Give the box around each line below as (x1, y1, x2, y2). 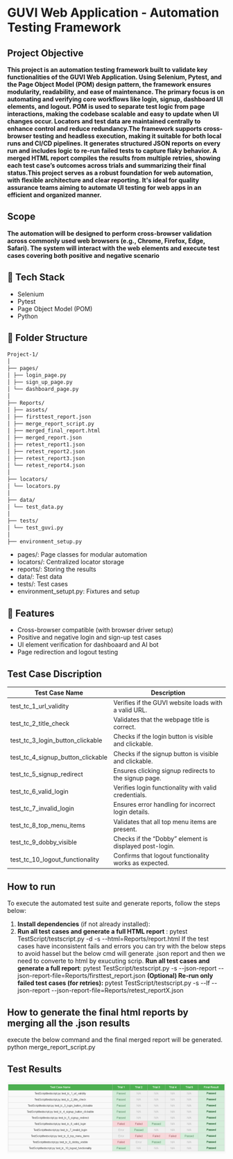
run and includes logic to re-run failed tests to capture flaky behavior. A (7, 147, 217, 155)
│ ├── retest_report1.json (7, 442, 85, 448)
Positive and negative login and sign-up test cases (17, 633, 162, 642)
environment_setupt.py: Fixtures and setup (17, 587, 140, 595)
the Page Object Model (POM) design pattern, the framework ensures (7, 80, 212, 88)
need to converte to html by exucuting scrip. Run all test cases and (17, 957, 210, 965)
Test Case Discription (7, 668, 103, 680)
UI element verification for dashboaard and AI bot (17, 640, 159, 649)
